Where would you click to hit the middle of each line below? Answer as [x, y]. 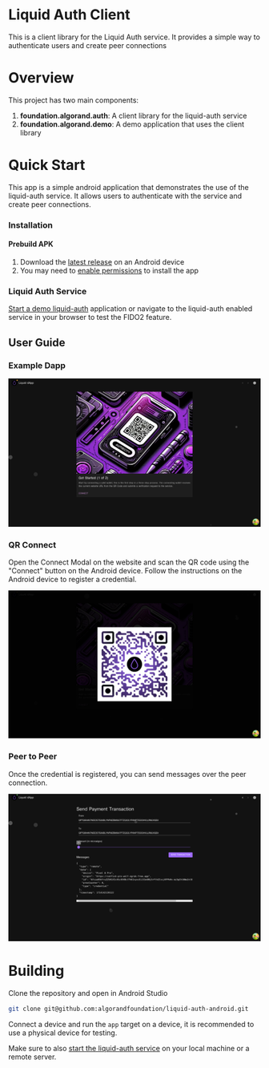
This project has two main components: [73, 100]
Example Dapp [37, 365]
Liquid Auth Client [69, 15]
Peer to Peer [33, 757]
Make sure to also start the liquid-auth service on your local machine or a [129, 1048]
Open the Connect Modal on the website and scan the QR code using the [129, 562]
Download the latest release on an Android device [102, 261]
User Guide [37, 342]
